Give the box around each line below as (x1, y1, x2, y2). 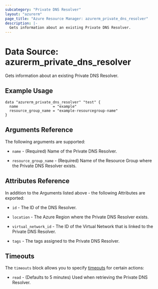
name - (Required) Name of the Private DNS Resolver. (12, 148, 117, 154)
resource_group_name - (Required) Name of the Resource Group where (12, 157, 152, 163)
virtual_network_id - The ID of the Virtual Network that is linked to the (12, 223, 154, 229)
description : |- (5, 20, 38, 26)
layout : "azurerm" (5, 12, 42, 17)
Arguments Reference (5, 126, 74, 134)
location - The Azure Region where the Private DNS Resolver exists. (12, 214, 149, 220)
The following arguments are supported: (5, 138, 86, 144)
